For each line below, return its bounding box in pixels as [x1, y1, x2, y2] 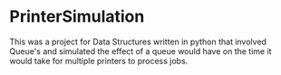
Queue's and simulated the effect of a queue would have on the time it [9, 45, 272, 56]
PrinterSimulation [9, 6, 145, 27]
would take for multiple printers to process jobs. [9, 55, 189, 66]
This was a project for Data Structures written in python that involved [9, 36, 267, 47]
